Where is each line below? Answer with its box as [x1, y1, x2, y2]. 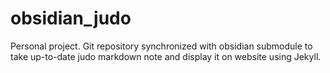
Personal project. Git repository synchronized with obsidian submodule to [10, 40, 313, 52]
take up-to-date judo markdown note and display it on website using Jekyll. [10, 50, 322, 62]
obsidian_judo [10, 7, 132, 30]
